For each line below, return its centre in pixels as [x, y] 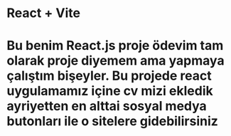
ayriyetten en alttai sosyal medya [107, 106]
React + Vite [44, 13]
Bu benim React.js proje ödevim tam [115, 46]
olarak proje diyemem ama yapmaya [116, 61]
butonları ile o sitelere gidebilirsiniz [112, 121]
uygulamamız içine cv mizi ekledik [110, 91]
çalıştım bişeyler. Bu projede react [109, 76]
